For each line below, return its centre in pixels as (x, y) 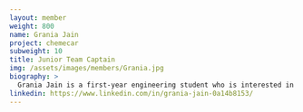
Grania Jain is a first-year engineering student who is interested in (156, 85)
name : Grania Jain (44, 34)
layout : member (38, 18)
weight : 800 (32, 26)
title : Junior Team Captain (63, 60)
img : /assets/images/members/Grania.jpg (87, 69)
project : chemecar (44, 43)
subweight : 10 (36, 51)
